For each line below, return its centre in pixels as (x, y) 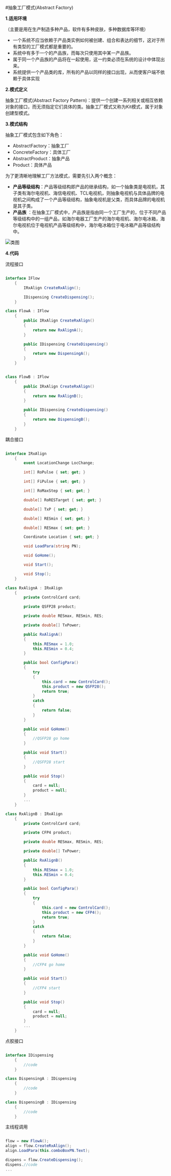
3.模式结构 (17, 124)
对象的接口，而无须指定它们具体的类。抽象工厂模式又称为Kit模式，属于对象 (84, 107)
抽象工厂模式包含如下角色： (34, 135)
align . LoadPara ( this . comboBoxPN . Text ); (48, 1151)
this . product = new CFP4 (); (71, 912)
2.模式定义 (17, 89)
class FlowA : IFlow (27, 311)
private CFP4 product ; (48, 833)
